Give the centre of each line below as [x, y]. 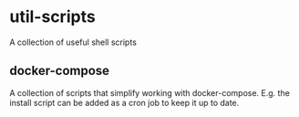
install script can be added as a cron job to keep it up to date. [124, 102]
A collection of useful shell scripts [73, 42]
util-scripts [52, 17]
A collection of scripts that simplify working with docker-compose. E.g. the [149, 92]
